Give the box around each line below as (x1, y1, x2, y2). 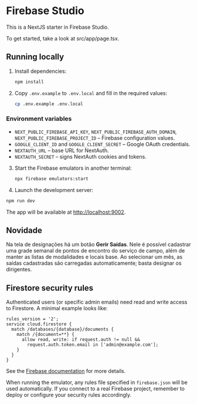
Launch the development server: (14, 186, 94, 193)
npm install (14, 79, 44, 85)
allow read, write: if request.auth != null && (21, 336, 141, 343)
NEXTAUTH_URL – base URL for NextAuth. (14, 147, 110, 154)
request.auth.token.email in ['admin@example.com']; (27, 342, 159, 348)
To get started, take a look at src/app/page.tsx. (6, 35, 120, 42)
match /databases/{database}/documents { (11, 326, 114, 332)
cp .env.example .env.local (14, 101, 83, 107)
